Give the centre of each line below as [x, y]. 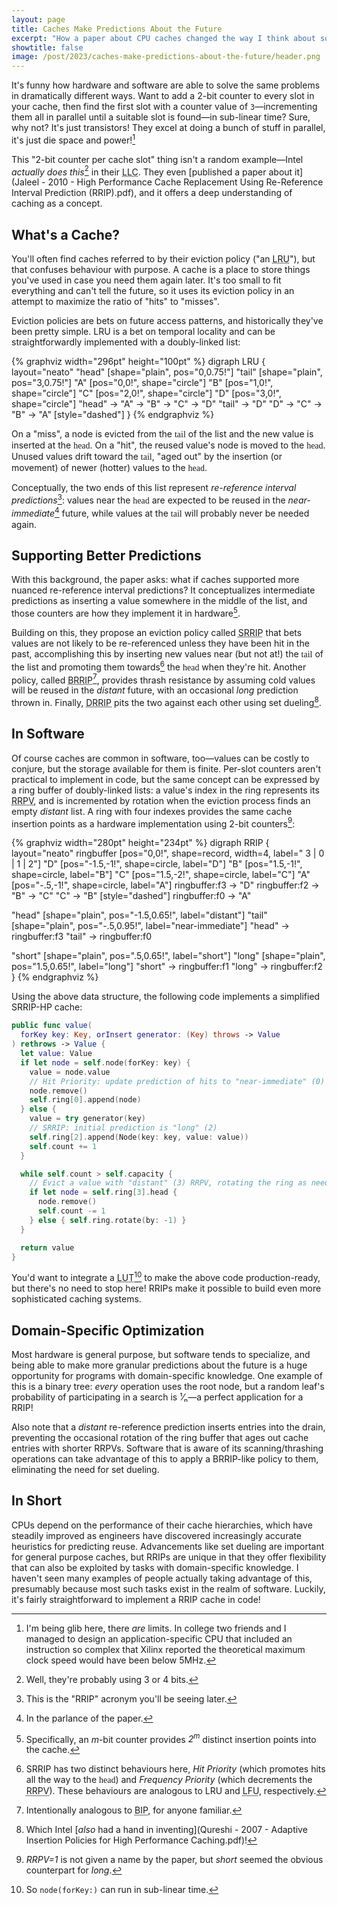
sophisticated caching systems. [76, 1299]
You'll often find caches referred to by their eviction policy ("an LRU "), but [163, 259]
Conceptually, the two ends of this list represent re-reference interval [154, 488]
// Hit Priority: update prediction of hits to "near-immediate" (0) [177, 1081]
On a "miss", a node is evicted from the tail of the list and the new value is [162, 434]
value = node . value [70, 1072]
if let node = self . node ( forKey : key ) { [105, 1062]
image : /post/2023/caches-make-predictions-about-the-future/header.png [166, 57]
